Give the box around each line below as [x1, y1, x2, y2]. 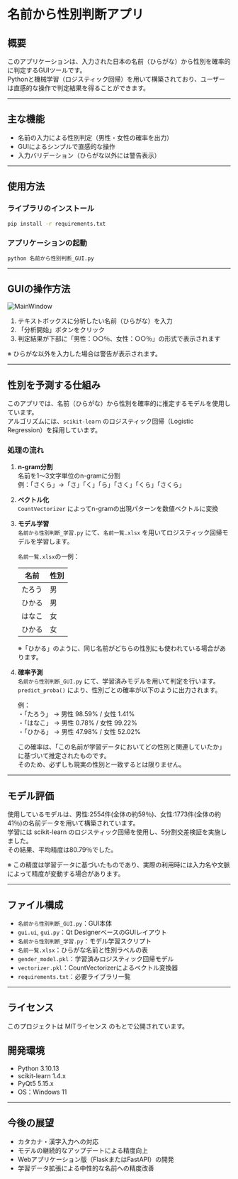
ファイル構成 [7, 899, 64, 911]
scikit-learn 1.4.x [17, 1071, 66, 1080]
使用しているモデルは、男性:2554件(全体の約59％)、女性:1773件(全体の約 [7, 810, 222, 818]
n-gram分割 [17, 463, 53, 471]
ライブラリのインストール [7, 204, 94, 214]
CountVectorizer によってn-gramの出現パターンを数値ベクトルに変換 [17, 505, 218, 513]
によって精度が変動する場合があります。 [7, 870, 125, 878]
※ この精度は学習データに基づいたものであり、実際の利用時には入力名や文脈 [7, 860, 230, 870]
